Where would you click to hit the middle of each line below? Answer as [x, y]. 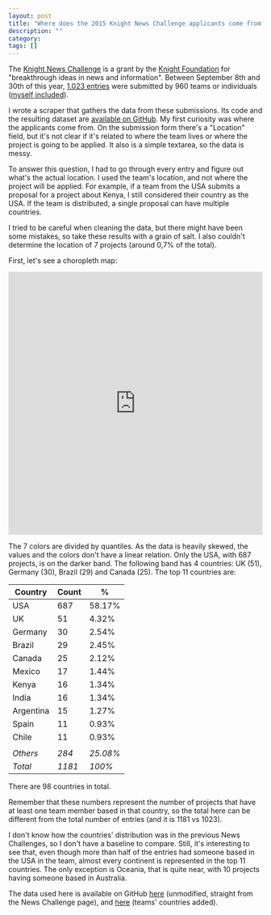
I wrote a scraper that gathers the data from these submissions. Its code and [135, 111]
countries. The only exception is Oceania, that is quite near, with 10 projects [134, 870]
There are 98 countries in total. [60, 786]
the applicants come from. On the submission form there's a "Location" [127, 128]
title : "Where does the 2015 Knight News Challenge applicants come [126, 23]
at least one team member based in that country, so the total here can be [129, 811]
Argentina [31, 711]
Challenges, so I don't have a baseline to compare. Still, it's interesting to [129, 844]
